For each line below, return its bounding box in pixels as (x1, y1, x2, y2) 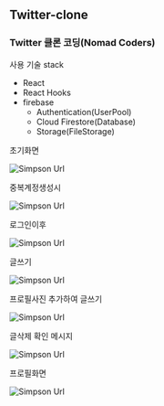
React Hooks (22, 87, 71, 98)
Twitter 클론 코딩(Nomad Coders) (9, 37, 156, 49)
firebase (22, 96, 55, 108)
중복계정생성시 (9, 182, 62, 193)
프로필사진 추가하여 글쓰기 (9, 293, 103, 304)
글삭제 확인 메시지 (9, 330, 73, 341)
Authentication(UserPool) (36, 106, 132, 117)
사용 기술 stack (9, 59, 64, 69)
